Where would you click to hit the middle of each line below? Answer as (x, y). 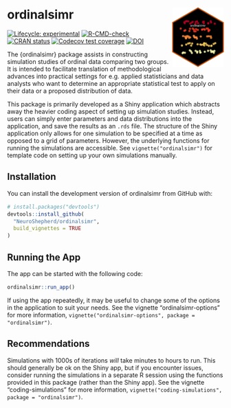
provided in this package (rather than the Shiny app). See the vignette (106, 382)
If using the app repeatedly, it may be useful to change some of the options (113, 300)
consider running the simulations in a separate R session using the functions (115, 375)
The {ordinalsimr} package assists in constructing (77, 54)
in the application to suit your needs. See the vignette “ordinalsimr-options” (113, 307)
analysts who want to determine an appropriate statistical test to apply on (111, 83)
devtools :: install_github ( (46, 214)
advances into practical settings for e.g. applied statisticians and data (106, 76)
